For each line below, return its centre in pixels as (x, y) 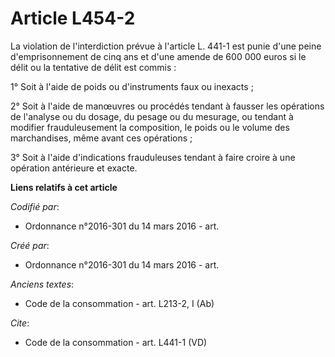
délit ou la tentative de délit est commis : (93, 67)
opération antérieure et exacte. (74, 168)
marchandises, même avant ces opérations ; (101, 138)
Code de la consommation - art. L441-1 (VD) (116, 342)
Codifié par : (35, 206)
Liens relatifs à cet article (64, 187)
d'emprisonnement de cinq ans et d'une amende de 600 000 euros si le (158, 56)
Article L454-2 (73, 18)
